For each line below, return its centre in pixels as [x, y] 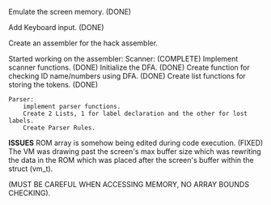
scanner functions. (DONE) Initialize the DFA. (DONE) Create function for [129, 67]
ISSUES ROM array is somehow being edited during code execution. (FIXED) [136, 143]
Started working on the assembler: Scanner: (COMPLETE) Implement [123, 59]
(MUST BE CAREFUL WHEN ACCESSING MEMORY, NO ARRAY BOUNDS [129, 184]
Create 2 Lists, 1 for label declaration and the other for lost [135, 113]
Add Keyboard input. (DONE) [56, 27]
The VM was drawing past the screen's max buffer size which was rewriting [135, 152]
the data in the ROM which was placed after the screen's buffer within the [131, 160]
